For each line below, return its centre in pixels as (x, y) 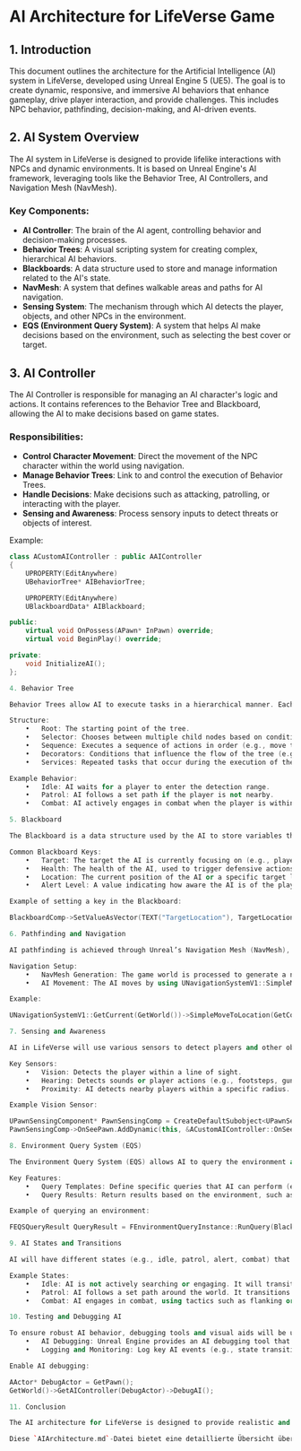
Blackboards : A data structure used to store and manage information (150, 269)
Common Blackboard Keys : (56, 852)
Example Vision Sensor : (54, 1105)
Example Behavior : (43, 778)
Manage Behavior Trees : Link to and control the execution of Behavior (153, 475)
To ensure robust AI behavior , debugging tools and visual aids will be (148, 1334)
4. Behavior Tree (42, 688)
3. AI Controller (52, 373)
